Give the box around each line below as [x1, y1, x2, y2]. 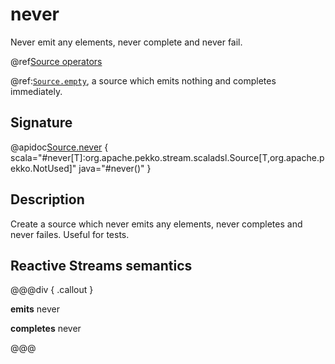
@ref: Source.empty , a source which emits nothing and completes [10, 74, 277, 87]
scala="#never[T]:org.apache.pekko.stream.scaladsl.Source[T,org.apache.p [10, 151, 325, 163]
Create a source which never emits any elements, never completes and [10, 218, 303, 230]
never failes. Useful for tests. [10, 228, 130, 240]
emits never [10, 303, 60, 315]
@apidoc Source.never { [10, 141, 109, 153]
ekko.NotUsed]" [10, 162, 77, 174]
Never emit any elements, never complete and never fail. [10, 36, 243, 48]
